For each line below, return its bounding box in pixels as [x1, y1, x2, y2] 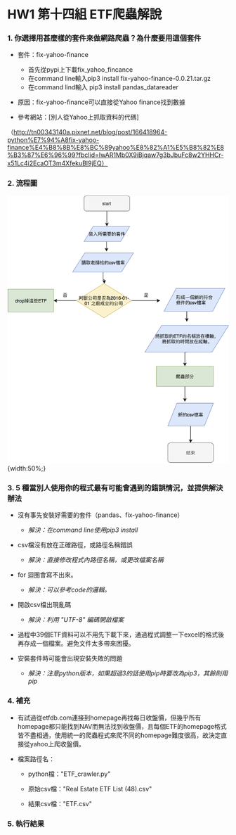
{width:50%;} [7, 464, 46, 473]
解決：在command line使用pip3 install [27, 525, 138, 535]
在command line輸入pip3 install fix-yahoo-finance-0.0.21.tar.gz [27, 75, 211, 83]
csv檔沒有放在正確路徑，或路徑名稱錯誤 [17, 541, 133, 549]
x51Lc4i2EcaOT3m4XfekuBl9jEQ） [7, 159, 108, 167]
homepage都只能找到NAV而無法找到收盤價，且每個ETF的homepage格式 [17, 722, 227, 730]
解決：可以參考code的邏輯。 [27, 585, 111, 594]
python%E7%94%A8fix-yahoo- [7, 136, 100, 144]
